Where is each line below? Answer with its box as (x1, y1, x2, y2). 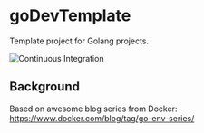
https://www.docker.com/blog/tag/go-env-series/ (9, 112, 195, 123)
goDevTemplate (9, 5, 131, 26)
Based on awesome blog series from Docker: (9, 103, 178, 114)
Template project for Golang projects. (9, 35, 150, 46)
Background (9, 79, 80, 95)
